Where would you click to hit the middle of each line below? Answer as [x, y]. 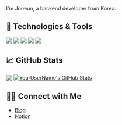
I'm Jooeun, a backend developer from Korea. [61, 8]
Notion [22, 116]
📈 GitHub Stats [34, 60]
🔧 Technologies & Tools [49, 26]
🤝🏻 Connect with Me [44, 96]
